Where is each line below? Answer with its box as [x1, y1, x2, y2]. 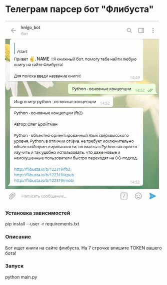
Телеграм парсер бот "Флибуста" [5, 4, 154, 15]
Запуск [5, 262, 24, 269]
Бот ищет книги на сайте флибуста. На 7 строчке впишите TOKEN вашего [5, 244, 162, 251]
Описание [5, 233, 31, 240]
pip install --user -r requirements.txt [5, 221, 79, 227]
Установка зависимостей [5, 209, 70, 216]
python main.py [5, 274, 37, 280]
